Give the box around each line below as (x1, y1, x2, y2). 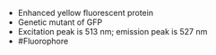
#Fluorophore (17, 35, 69, 46)
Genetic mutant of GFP (17, 17, 103, 27)
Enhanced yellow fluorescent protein (17, 8, 154, 18)
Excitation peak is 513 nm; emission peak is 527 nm (17, 27, 208, 36)
